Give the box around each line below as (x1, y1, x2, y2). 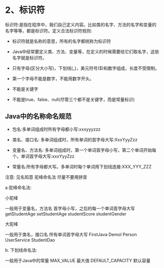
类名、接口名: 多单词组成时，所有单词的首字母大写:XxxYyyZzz (12, 136, 138, 142)
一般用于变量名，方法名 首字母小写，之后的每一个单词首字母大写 (5, 205, 135, 211)
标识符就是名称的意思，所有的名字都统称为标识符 (12, 38, 111, 44)
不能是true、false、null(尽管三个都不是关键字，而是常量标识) (12, 96, 135, 102)
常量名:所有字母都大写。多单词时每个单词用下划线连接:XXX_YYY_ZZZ (12, 163, 152, 169)
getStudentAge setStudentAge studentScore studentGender (5, 211, 127, 216)
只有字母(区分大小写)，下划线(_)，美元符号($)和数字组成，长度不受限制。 (12, 65, 160, 71)
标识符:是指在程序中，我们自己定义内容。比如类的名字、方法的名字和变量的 (5, 22, 157, 27)
